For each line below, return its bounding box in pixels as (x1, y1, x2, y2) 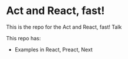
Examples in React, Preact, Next (14, 46, 93, 53)
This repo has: (6, 34, 41, 41)
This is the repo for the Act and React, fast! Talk (6, 23, 122, 30)
